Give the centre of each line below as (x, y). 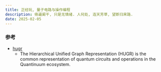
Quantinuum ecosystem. (45, 64)
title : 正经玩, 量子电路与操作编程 (38, 10)
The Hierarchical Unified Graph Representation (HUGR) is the (83, 54)
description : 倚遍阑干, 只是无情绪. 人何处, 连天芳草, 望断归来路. (69, 14)
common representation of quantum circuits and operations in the (88, 59)
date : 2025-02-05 (23, 19)
